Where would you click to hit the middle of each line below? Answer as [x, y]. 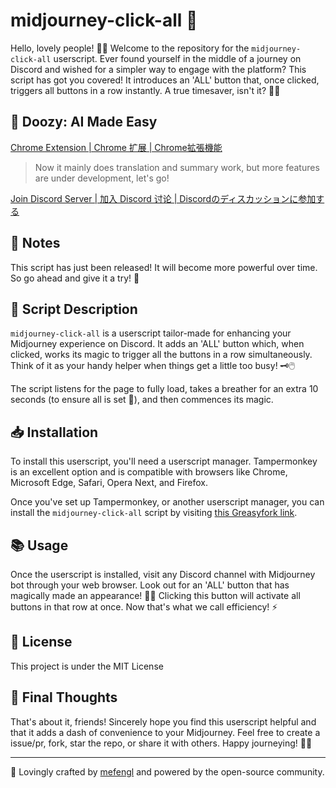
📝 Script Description [74, 309]
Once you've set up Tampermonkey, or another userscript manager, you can [167, 502]
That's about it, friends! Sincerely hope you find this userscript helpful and [163, 721]
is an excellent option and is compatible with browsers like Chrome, [149, 472]
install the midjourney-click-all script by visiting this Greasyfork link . [154, 513]
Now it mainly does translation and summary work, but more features [177, 167]
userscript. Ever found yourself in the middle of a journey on [177, 58]
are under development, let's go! [102, 178]
